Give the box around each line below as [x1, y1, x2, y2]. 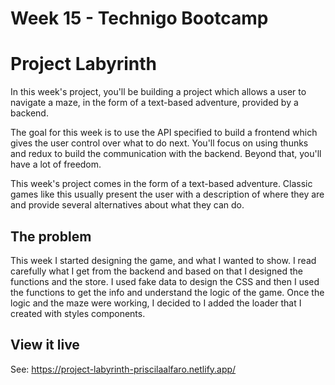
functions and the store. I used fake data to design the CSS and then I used [10, 275, 320, 287]
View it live [10, 337, 80, 354]
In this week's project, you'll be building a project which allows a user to [10, 86, 307, 98]
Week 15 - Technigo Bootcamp [10, 7, 269, 30]
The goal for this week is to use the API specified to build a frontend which [10, 127, 318, 139]
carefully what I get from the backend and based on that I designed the [10, 265, 303, 277]
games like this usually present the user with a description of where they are [10, 188, 325, 201]
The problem [10, 228, 92, 245]
